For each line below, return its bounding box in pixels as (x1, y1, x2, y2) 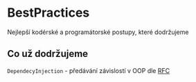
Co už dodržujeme (7, 48, 89, 60)
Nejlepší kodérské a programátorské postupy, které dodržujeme (7, 28, 189, 36)
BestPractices (7, 5, 90, 21)
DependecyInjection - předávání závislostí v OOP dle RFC (7, 66, 170, 74)
